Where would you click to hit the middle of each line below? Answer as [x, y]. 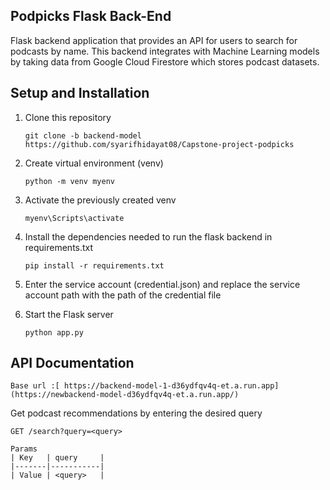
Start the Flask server [69, 314]
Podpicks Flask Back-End [91, 16]
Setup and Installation [80, 93]
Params [24, 449]
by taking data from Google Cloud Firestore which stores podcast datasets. [165, 61]
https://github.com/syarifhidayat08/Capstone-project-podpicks [159, 144]
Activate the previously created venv [100, 200]
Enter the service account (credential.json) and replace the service [162, 284]
